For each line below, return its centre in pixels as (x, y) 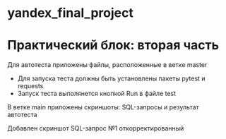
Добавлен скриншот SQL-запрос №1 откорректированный (96, 128)
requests (30, 86)
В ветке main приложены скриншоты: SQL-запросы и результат (103, 107)
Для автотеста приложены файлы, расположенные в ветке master (107, 65)
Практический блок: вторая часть (113, 46)
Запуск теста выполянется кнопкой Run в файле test (97, 94)
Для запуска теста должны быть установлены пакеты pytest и (112, 78)
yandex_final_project (71, 13)
